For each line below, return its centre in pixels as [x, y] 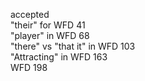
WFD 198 [29, 67]
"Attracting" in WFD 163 [59, 57]
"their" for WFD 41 [48, 25]
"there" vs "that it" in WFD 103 [73, 46]
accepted [30, 14]
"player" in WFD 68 [50, 35]
